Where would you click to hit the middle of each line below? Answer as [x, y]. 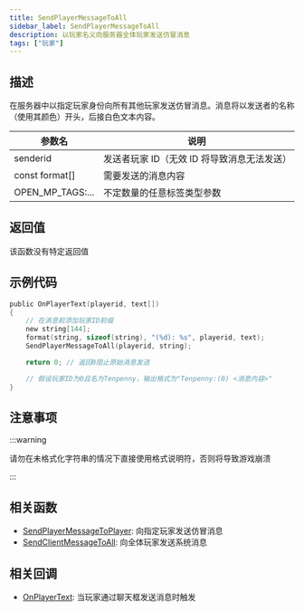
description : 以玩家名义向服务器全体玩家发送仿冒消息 [100, 34]
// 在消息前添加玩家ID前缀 [70, 321]
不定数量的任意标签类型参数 [162, 193]
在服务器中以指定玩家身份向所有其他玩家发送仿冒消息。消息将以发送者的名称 [152, 106]
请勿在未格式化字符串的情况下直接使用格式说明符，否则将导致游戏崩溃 [140, 459]
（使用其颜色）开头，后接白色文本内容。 [85, 117]
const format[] [45, 176]
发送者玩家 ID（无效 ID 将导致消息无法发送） [197, 159]
